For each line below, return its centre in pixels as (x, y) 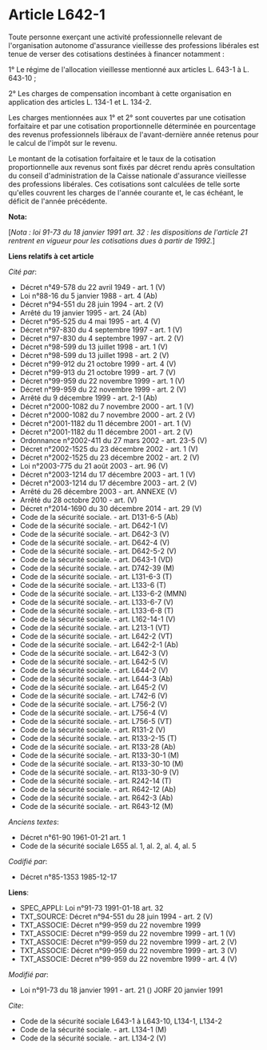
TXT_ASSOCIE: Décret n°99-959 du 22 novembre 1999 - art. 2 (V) (128, 942)
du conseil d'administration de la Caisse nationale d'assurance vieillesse (128, 175)
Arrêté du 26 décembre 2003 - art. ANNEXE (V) (98, 491)
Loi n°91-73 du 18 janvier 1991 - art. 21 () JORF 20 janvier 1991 (122, 990)
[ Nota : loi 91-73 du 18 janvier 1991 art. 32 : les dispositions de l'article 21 (128, 232)
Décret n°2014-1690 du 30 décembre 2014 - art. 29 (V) (111, 508)
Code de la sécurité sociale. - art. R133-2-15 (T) (98, 738)
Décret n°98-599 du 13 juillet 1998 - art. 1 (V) (94, 347)
